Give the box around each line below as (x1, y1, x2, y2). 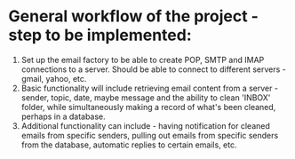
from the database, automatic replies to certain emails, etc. (20, 139, 237, 150)
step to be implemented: (8, 25, 192, 45)
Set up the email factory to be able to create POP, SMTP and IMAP (20, 54, 265, 65)
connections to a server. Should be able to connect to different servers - (20, 64, 286, 75)
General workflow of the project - (8, 6, 259, 27)
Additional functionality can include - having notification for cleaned (20, 120, 270, 131)
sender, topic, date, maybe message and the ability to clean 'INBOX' (20, 91, 271, 103)
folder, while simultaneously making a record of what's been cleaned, (20, 101, 276, 112)
